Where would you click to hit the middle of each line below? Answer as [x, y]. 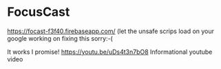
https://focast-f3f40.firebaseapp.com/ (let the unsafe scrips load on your [111, 31]
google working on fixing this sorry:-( [60, 38]
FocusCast [39, 12]
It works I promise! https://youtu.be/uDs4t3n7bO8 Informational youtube [110, 52]
